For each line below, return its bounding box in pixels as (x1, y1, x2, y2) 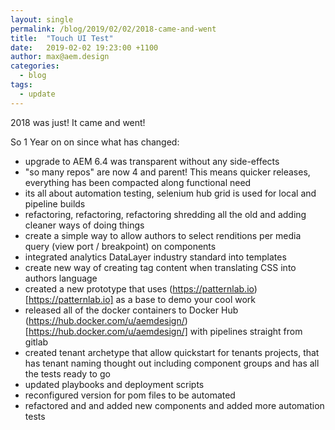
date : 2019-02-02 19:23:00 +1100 (10, 42, 159, 53)
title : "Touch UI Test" (10, 33, 114, 43)
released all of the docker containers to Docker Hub (24, 304, 239, 316)
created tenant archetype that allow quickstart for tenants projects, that (24, 346, 320, 358)
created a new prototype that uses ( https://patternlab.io (24, 282, 255, 295)
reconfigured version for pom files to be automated (24, 389, 236, 401)
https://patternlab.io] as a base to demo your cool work (28, 293, 256, 305)
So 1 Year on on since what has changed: (10, 136, 180, 148)
